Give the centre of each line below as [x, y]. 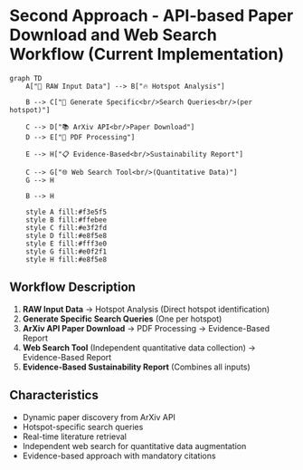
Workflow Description [72, 288]
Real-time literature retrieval [74, 436]
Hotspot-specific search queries [83, 427]
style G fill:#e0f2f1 [66, 251]
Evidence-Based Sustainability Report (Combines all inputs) [136, 367]
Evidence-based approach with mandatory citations [119, 456]
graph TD [26, 78]
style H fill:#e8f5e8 [66, 259]
